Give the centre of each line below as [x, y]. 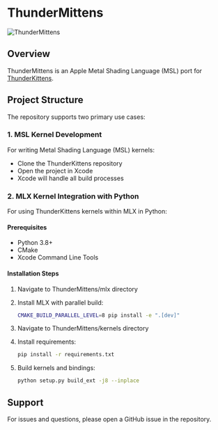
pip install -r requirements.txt [66, 355]
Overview [29, 54]
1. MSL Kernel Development [55, 135]
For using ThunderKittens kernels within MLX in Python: [87, 212]
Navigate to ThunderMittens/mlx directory [77, 289]
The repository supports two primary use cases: [76, 117]
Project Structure [45, 100]
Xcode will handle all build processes [70, 178]
